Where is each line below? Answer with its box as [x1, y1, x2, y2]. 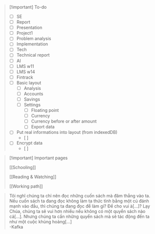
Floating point [31, 107, 59, 113]
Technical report [16, 52, 50, 58]
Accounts [23, 90, 44, 97]
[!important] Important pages [9, 155, 68, 161]
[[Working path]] [9, 183, 43, 190]
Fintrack [16, 74, 33, 80]
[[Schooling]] [9, 165, 36, 170]
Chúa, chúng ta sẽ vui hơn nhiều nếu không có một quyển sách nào [9, 209, 146, 214]
